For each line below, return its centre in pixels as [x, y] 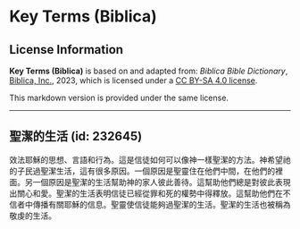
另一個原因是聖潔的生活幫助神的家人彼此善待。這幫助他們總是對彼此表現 [158, 182]
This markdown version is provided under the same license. [119, 98]
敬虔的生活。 [33, 216]
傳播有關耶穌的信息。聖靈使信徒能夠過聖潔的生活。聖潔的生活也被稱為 [162, 204]
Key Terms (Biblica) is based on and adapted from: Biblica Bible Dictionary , [149, 71]
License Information [66, 50]
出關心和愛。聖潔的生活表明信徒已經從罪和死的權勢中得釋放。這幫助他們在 [146, 193]
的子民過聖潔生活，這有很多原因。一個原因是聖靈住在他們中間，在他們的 [142, 171]
